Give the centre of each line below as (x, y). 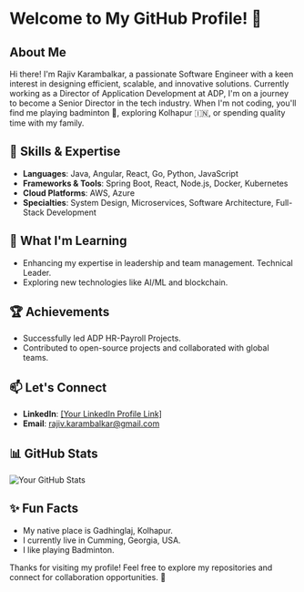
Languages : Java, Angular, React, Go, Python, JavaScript (131, 173)
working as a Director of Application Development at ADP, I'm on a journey (149, 93)
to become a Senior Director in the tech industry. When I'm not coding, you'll (153, 103)
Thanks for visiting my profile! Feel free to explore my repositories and (141, 567)
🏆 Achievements (60, 312)
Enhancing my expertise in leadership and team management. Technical (157, 262)
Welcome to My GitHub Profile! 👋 (136, 19)
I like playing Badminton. (69, 549)
